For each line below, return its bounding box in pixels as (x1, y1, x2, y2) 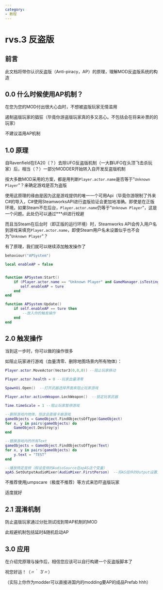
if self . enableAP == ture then (14, 306, 77, 311)
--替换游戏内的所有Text (5, 439, 48, 444)
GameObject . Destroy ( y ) (14, 425, 60, 431)
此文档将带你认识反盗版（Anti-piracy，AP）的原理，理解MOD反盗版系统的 (5, 68, 154, 74)
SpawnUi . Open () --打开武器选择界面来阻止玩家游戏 (5, 386, 98, 391)
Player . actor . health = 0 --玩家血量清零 (5, 377, 83, 382)
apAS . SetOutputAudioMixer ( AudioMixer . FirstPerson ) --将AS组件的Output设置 (5, 470, 157, 475)
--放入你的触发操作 (22, 311, 56, 316)
